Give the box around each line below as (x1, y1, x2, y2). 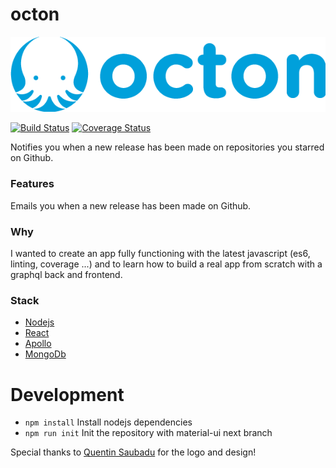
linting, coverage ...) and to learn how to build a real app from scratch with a (10, 258, 323, 270)
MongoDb (24, 348, 67, 360)
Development (10, 383, 125, 406)
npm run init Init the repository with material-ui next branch (24, 427, 273, 439)
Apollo (24, 338, 52, 350)
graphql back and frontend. (10, 269, 123, 281)
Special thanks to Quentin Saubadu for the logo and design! (10, 446, 257, 458)
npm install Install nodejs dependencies (24, 416, 193, 428)
